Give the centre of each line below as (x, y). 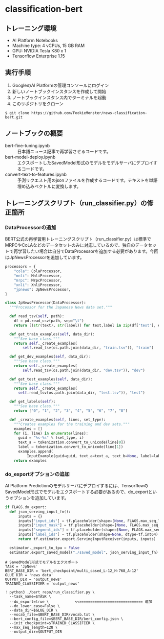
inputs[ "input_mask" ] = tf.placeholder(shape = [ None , (73, 525)
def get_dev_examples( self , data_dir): (50, 357)
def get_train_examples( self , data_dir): (52, 334)
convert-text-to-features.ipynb (36, 174)
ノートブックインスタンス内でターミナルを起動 (59, 97)
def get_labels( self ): (32, 402)
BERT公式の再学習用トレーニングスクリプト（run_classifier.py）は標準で (78, 239)
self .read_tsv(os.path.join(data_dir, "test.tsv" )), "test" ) (82, 393)
